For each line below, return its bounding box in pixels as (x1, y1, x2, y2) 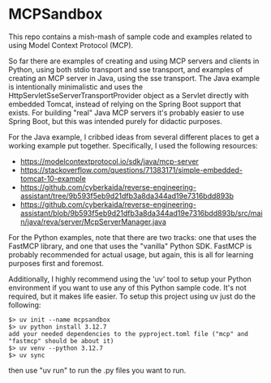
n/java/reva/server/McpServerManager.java (19, 217, 166, 226)
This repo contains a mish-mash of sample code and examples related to (8, 32, 252, 41)
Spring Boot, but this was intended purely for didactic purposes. (8, 116, 223, 126)
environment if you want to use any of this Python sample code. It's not (8, 282, 247, 292)
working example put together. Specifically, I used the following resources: (8, 140, 258, 150)
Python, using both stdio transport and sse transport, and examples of (8, 64, 243, 74)
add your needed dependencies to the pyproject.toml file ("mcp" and (8, 329, 249, 338)
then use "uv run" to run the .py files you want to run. (8, 365, 187, 375)
